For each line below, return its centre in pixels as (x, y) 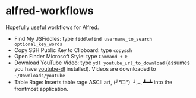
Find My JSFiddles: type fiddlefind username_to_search (83, 38)
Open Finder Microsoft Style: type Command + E (71, 56)
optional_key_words (38, 44)
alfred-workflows (50, 11)
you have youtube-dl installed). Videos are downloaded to (85, 68)
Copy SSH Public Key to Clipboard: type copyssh (73, 50)
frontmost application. (41, 89)
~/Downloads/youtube (39, 76)
